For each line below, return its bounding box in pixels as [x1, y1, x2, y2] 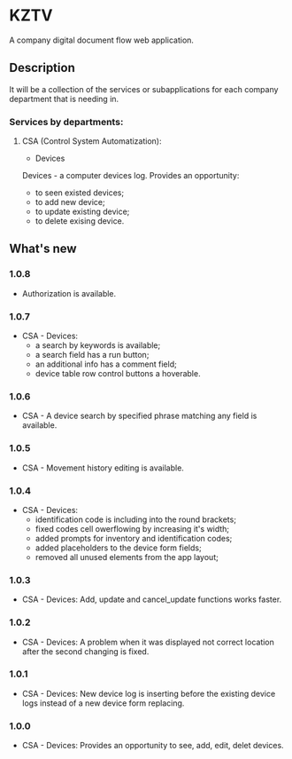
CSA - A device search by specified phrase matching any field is [21, 410, 257, 422]
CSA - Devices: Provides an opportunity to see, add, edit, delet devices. [21, 740, 285, 751]
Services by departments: [9, 115, 124, 128]
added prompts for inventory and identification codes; [35, 533, 233, 543]
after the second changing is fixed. [21, 645, 150, 657]
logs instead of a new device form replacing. [21, 698, 185, 708]
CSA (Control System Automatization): [21, 136, 162, 146]
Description [9, 60, 75, 75]
